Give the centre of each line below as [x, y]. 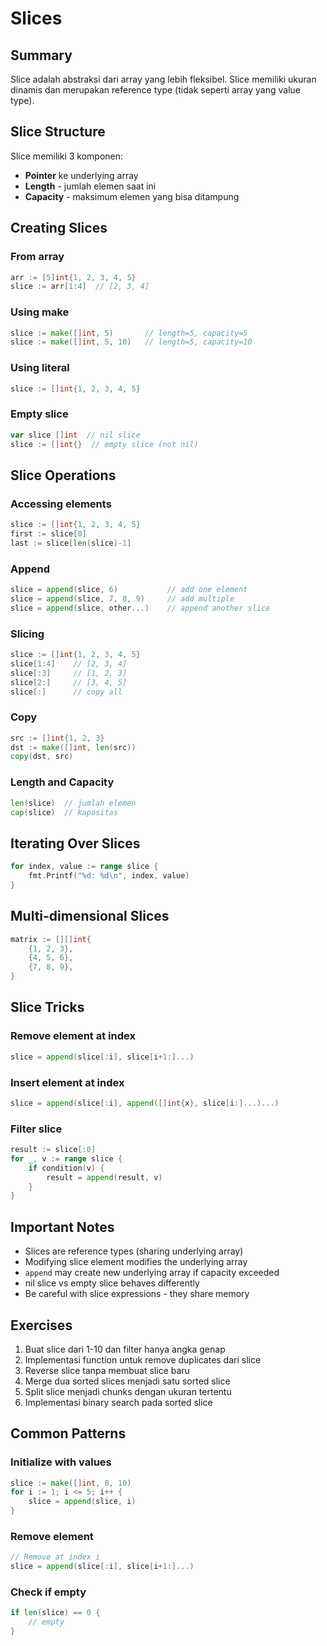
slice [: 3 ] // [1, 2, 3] [69, 673]
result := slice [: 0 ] [53, 1150]
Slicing [27, 634]
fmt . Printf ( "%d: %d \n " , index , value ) [109, 876]
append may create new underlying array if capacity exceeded [152, 1273]
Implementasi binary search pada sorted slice [118, 1402]
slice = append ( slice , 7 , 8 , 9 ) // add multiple [122, 599]
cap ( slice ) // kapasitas [64, 812]
